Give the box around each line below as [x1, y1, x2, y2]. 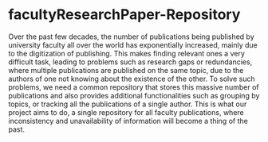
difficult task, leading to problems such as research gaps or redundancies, [8, 57, 253, 67]
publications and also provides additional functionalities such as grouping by [8, 90, 260, 100]
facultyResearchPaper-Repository [8, 6, 241, 24]
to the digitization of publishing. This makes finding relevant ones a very [8, 48, 246, 58]
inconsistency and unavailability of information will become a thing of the [8, 116, 249, 125]
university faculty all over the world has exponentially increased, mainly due [8, 40, 258, 49]
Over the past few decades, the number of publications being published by [8, 32, 255, 41]
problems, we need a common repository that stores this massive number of [8, 82, 259, 92]
